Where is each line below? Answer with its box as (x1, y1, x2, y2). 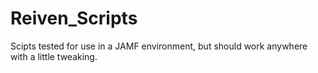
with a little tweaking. (10, 50, 98, 62)
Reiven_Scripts (10, 7, 138, 30)
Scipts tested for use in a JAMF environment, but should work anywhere (10, 40, 308, 52)
